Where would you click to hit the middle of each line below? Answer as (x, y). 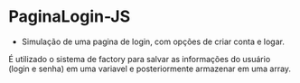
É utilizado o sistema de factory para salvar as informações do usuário (140, 59)
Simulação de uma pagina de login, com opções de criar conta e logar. (153, 41)
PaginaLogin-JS (70, 17)
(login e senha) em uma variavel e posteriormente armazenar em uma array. (150, 69)
